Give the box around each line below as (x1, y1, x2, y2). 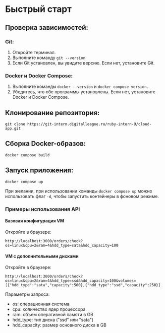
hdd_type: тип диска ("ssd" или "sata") (12, 317, 94, 323)
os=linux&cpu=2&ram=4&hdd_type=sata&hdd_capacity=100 (5, 243, 119, 248)
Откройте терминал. (12, 49, 56, 55)
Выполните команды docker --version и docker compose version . (12, 83, 148, 90)
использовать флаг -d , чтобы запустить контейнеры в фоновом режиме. (5, 193, 159, 199)
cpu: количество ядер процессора (12, 306, 86, 312)
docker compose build (5, 152, 50, 157)
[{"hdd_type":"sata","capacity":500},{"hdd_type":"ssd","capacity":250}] (5, 282, 161, 287)
